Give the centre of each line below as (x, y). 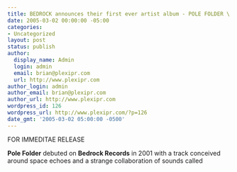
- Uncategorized (31, 34)
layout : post (27, 40)
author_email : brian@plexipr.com (57, 93)
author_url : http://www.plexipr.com (61, 100)
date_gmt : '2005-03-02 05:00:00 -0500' (66, 119)
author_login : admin (38, 86)
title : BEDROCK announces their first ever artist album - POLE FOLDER (115, 14)
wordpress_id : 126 (34, 106)
